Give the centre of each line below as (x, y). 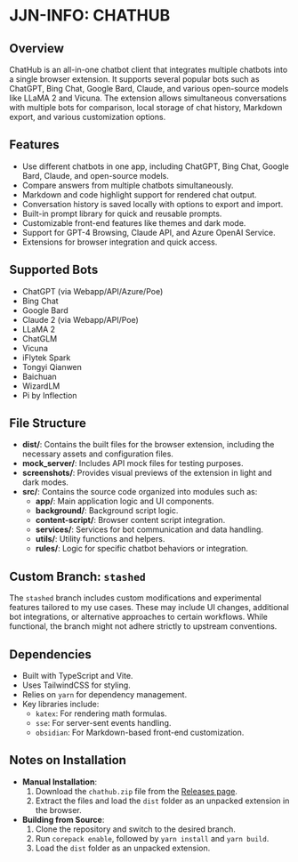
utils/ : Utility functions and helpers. (100, 539)
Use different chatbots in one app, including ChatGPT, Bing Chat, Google (155, 166)
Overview (37, 48)
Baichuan (39, 376)
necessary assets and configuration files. (97, 454)
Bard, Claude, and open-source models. (95, 175)
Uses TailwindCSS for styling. (76, 685)
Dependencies (50, 654)
